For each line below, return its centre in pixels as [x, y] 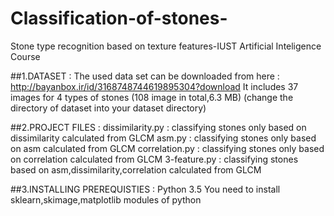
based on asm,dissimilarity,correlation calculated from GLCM [136, 169]
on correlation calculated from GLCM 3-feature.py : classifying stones [154, 159]
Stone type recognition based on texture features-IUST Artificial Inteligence [166, 46]
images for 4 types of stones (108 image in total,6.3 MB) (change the [152, 97]
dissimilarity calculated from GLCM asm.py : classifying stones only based [163, 138]
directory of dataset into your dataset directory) [108, 108]
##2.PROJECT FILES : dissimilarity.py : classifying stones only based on [158, 127]
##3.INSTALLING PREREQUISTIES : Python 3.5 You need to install [145, 189]
